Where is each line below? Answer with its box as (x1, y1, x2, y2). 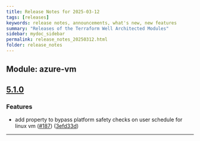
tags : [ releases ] (6, 14, 49, 20)
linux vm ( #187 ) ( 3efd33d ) (14, 122, 79, 129)
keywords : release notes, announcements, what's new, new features (6, 20, 177, 26)
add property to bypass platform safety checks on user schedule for (14, 116, 183, 123)
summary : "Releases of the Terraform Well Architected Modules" (6, 25, 169, 32)
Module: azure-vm (6, 64, 77, 75)
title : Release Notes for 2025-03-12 (6, 8, 100, 15)
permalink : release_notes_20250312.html (6, 36, 108, 42)
